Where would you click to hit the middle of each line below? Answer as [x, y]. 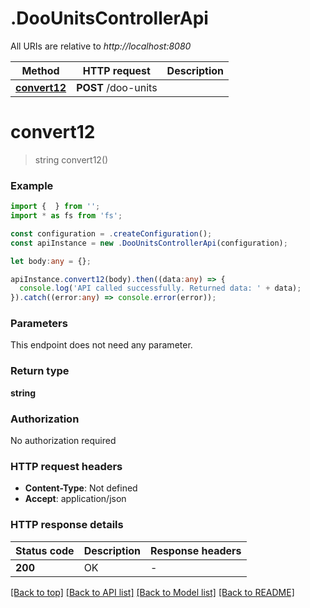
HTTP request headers [66, 466]
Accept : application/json [75, 499]
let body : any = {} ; [51, 261]
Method [40, 70]
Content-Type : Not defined [81, 488]
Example [32, 185]
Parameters [39, 324]
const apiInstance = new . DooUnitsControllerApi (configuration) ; [149, 243]
